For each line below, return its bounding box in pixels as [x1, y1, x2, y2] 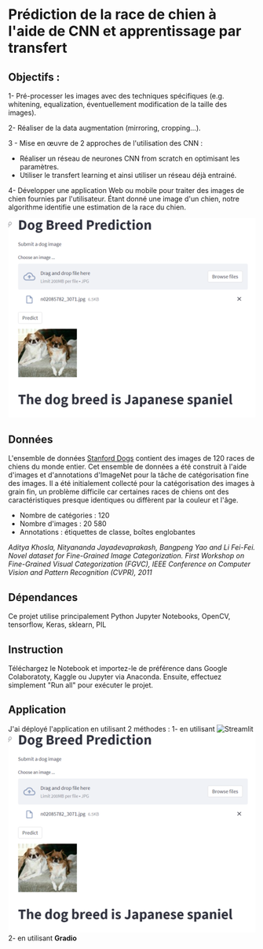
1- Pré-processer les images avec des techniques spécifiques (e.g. [8, 91, 225, 100]
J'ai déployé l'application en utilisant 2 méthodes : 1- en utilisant [8, 724, 216, 733]
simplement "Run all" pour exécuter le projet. [8, 680, 154, 690]
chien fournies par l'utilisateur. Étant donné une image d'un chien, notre [8, 195, 239, 203]
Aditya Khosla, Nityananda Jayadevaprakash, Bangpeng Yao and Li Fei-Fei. [8, 543, 256, 552]
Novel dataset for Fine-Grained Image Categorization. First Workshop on [8, 551, 245, 561]
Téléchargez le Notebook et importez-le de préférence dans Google [8, 664, 228, 673]
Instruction [8, 643, 64, 656]
